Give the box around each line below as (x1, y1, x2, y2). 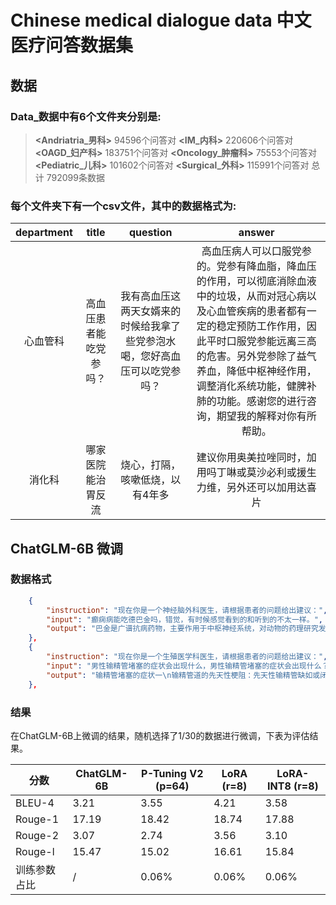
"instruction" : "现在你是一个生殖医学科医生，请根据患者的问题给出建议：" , (46, 652, 328, 662)
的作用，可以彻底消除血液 (196, 274, 317, 288)
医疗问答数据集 (10, 34, 134, 57)
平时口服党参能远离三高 (206, 334, 317, 348)
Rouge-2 (15, 828, 60, 842)
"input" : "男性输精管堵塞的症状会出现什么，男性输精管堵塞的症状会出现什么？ (46, 661, 330, 671)
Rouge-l (15, 844, 55, 858)
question (128, 226, 173, 240)
